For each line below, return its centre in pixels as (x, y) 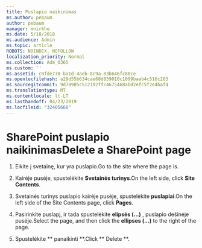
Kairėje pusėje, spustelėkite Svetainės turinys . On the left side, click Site (105, 178)
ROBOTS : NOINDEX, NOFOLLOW (40, 51)
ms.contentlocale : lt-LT (37, 96)
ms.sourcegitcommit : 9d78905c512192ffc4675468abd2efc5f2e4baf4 (87, 85)
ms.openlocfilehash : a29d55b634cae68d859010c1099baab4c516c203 (87, 79)
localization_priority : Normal (46, 57)
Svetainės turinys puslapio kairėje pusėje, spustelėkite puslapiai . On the (104, 196)
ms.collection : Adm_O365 (37, 62)
